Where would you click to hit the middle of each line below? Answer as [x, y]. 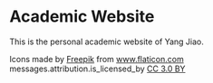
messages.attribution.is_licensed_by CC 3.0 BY [97, 69]
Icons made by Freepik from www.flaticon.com [97, 59]
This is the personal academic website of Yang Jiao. [106, 41]
